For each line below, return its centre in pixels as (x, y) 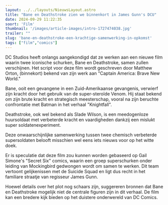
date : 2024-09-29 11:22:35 (34, 19)
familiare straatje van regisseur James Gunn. (52, 177)
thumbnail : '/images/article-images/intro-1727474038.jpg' (69, 29)
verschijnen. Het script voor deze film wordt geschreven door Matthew (79, 68)
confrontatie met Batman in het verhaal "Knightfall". (59, 105)
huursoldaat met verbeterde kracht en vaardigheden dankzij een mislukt (80, 120)
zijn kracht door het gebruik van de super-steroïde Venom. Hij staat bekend (83, 93)
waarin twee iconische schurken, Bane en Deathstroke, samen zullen (77, 62)
